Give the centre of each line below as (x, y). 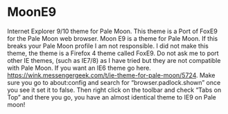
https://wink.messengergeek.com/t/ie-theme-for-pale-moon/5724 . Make (112, 75)
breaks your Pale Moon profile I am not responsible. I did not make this (108, 46)
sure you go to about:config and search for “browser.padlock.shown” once (114, 82)
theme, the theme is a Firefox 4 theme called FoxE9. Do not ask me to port (113, 53)
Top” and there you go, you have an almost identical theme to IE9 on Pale (112, 97)
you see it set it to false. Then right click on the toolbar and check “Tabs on (114, 90)
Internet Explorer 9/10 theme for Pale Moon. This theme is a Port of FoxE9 (113, 31)
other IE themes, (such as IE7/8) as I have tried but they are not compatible (114, 60)
